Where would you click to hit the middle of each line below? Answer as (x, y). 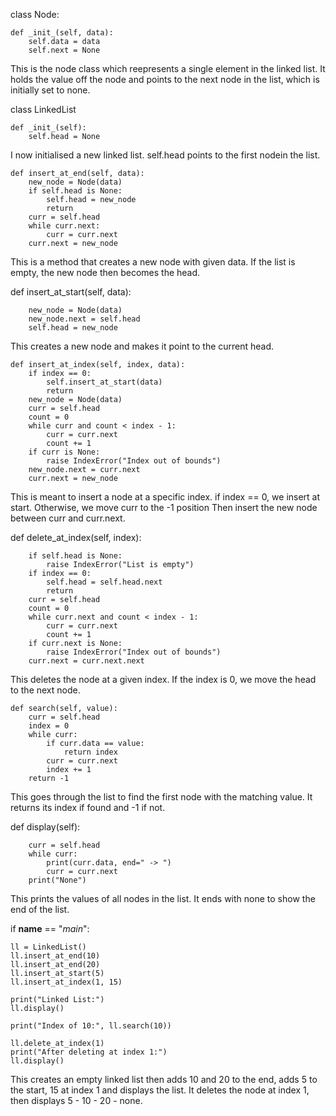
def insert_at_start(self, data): (71, 292)
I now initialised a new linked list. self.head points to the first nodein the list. (165, 155)
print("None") (57, 880)
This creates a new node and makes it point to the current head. (142, 346)
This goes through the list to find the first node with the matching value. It (161, 797)
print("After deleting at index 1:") (89, 1052)
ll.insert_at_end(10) (55, 956)
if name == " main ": (50, 928)
